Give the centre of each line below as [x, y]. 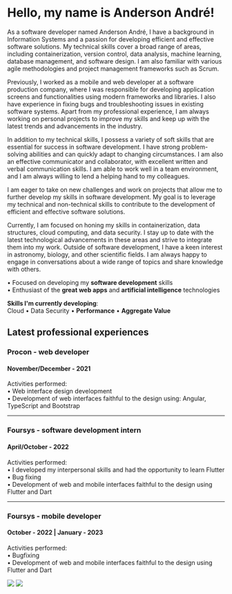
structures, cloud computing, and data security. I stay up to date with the [110, 232]
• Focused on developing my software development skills [90, 282]
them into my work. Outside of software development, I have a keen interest [115, 247]
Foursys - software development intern [74, 430]
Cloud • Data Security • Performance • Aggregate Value [89, 310]
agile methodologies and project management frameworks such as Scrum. [113, 68]
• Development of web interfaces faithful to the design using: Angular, [107, 398]
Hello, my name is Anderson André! [111, 13]
